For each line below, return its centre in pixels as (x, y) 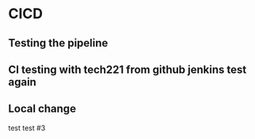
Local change (42, 109)
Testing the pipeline (58, 43)
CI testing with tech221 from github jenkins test (127, 69)
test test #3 (27, 128)
